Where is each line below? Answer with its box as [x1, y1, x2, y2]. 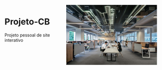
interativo [4, 37, 24, 43]
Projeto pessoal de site [4, 32, 50, 38]
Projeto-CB [4, 16, 50, 27]
